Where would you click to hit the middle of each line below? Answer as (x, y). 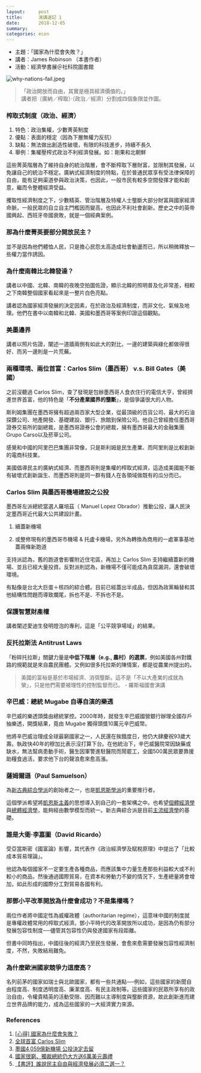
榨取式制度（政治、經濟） (43, 116)
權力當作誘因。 (30, 254)
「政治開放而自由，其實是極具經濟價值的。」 (74, 91)
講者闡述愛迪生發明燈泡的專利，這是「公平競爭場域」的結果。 (82, 626)
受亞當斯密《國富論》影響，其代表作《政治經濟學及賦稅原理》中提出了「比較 (100, 849)
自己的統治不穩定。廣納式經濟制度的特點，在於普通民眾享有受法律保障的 (106, 173)
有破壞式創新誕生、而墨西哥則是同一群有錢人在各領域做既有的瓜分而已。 (95, 475)
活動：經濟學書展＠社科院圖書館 (54, 67)
